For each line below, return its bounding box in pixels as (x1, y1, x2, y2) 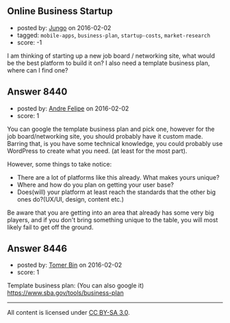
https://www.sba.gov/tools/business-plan (7, 289, 125, 297)
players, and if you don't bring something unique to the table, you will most (7, 215, 218, 224)
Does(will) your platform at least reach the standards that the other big (16, 188, 216, 196)
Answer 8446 (7, 243, 67, 254)
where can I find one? (7, 66, 68, 74)
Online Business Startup (7, 5, 113, 17)
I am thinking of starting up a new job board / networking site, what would (7, 51, 216, 60)
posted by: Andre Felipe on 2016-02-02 (16, 104, 129, 112)
